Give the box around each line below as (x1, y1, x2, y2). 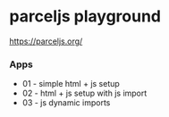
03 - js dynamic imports (21, 97, 111, 108)
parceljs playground (9, 6, 162, 27)
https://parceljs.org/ (9, 36, 83, 46)
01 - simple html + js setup (21, 79, 121, 89)
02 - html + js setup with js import (21, 88, 148, 99)
